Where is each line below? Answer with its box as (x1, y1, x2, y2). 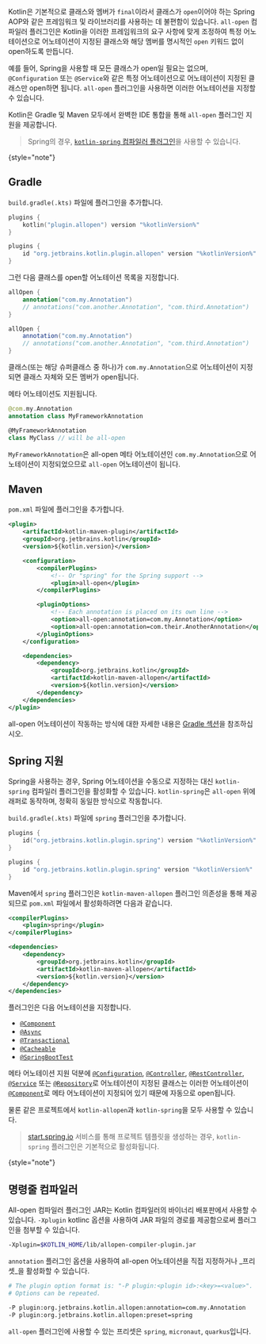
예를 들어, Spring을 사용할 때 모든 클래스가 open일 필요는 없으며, (8, 63, 208, 73)
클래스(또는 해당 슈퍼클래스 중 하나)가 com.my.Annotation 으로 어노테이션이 (8, 362, 239, 372)
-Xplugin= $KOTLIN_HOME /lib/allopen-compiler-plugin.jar (8, 1241, 196, 1249)
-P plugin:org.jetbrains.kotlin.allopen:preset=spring (8, 1311, 193, 1319)
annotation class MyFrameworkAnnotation (8, 412, 144, 420)
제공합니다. (22, 120, 58, 129)
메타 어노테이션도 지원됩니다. (8, 389, 97, 399)
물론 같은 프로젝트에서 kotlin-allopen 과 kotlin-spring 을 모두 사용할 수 (8, 1105, 233, 1115)
